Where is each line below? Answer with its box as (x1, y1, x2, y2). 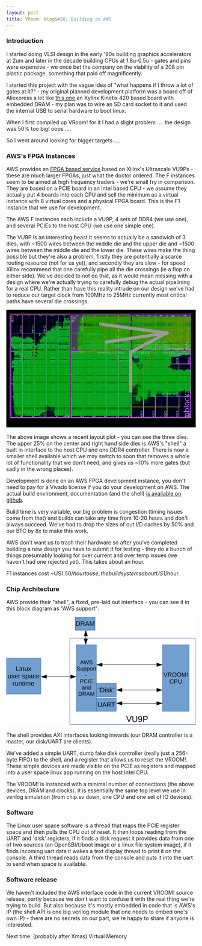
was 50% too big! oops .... (6, 125, 71, 132)
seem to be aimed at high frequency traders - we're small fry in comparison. (6, 178, 195, 186)
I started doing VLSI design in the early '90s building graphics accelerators (6, 50, 192, 57)
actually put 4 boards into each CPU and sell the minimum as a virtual (6, 191, 179, 198)
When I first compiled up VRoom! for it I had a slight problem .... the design (6, 118, 191, 126)
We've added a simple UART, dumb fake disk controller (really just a (6, 749, 174, 757)
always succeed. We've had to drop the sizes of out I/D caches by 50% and (6, 521, 194, 528)
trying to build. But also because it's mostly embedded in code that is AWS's (6, 902, 195, 909)
